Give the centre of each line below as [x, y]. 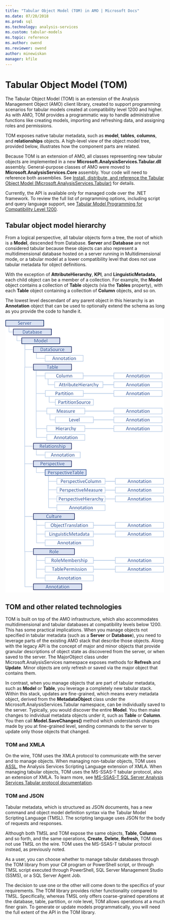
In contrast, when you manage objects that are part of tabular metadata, [80, 683]
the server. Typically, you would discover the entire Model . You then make [83, 710]
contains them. [21, 673]
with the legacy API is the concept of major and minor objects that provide [83, 646]
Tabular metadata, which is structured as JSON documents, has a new [79, 807]
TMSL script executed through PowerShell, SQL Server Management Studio [84, 870]
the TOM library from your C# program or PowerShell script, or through [79, 865]
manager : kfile [21, 59]
